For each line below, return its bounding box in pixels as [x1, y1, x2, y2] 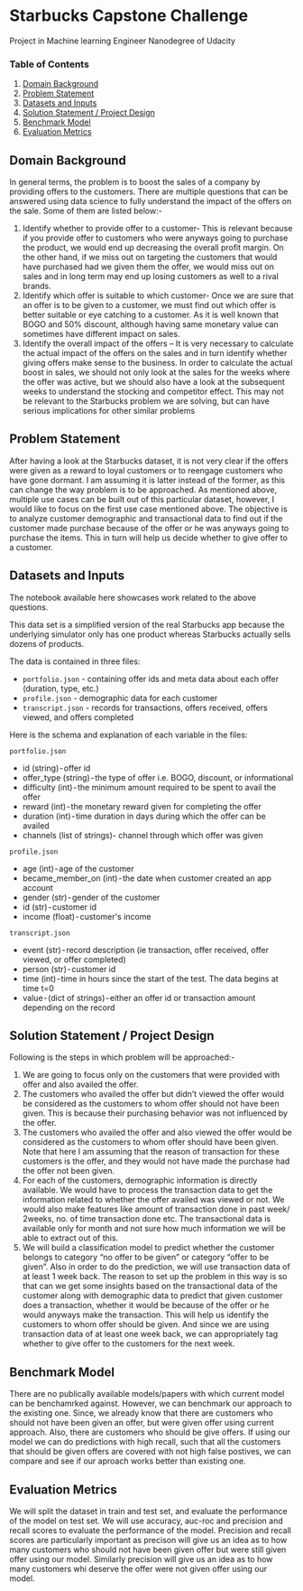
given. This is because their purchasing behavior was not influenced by [22, 1108, 289, 1118]
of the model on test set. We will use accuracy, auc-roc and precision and [9, 1515, 283, 1527]
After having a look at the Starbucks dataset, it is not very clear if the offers [9, 455, 289, 466]
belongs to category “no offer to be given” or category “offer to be [22, 1252, 270, 1263]
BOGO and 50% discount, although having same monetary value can [22, 319, 280, 330]
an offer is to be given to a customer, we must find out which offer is [22, 300, 277, 311]
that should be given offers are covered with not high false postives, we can [9, 1446, 291, 1457]
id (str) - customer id [22, 901, 97, 912]
